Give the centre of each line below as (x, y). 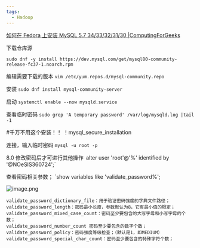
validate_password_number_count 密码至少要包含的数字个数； (77, 226)
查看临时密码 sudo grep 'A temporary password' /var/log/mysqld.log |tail (100, 114)
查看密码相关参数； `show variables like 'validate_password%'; (83, 176)
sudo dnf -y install (32, 59)
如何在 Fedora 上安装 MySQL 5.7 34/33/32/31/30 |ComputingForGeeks (93, 35)
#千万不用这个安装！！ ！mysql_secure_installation (69, 132)
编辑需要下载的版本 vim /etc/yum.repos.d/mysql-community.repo (85, 76)
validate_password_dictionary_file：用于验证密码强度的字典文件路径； (88, 201)
